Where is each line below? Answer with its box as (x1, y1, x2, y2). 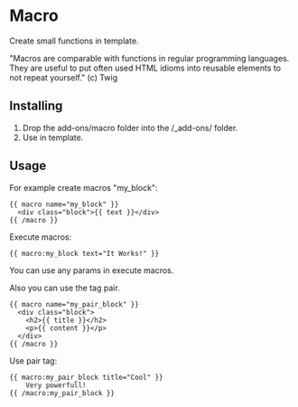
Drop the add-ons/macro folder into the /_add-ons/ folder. (22, 122, 238, 133)
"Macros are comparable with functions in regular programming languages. (9, 52, 290, 63)
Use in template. (22, 132, 84, 143)
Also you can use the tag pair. (9, 282, 120, 293)
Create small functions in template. (9, 35, 139, 46)
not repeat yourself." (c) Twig (9, 71, 118, 82)
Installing (9, 99, 63, 114)
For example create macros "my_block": (9, 182, 158, 193)
